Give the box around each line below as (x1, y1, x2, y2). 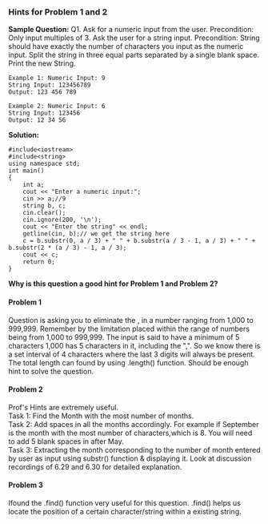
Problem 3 (8, 480, 44, 490)
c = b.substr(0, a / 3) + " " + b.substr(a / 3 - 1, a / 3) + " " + (22, 237, 256, 245)
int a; (22, 181, 45, 189)
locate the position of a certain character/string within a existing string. (8, 506, 242, 516)
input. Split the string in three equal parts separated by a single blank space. (8, 50, 260, 60)
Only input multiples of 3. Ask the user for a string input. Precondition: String (8, 33, 260, 42)
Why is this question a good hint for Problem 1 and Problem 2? (8, 279, 218, 288)
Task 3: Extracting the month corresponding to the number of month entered (8, 445, 261, 454)
